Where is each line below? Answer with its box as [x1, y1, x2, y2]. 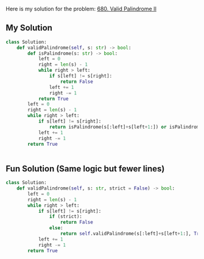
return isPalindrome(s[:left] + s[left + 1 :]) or [49, 124, 167, 130]
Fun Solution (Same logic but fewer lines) [5, 163, 165, 174]
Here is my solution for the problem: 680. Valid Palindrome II [5, 5, 157, 12]
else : [49, 225, 63, 231]
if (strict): [49, 213, 83, 220]
